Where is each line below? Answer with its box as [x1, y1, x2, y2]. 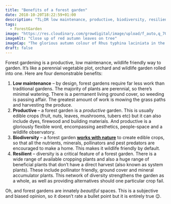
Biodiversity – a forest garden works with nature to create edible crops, [12, 134, 164, 140]
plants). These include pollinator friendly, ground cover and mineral [12, 167, 154, 173]
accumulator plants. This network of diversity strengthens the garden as [12, 172, 164, 178]
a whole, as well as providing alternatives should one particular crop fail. [12, 177, 164, 184]
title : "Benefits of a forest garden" [5, 7, 88, 13]
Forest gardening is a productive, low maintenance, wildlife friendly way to [5, 59, 161, 65]
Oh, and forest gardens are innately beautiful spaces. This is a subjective [5, 187, 159, 194]
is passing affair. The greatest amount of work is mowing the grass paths [12, 96, 166, 103]
